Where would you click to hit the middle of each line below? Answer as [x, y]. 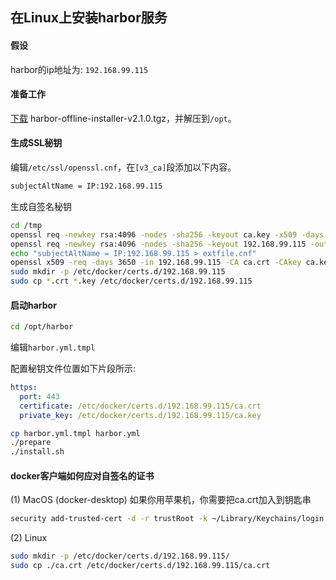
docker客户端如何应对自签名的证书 [82, 475]
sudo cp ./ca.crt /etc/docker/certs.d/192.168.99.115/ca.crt [140, 566]
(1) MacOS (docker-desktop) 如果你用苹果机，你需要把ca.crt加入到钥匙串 [161, 500]
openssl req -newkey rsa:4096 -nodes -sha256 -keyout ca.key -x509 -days [167, 234]
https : [24, 388]
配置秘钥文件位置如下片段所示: [73, 369]
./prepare [31, 443]
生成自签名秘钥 [41, 206]
